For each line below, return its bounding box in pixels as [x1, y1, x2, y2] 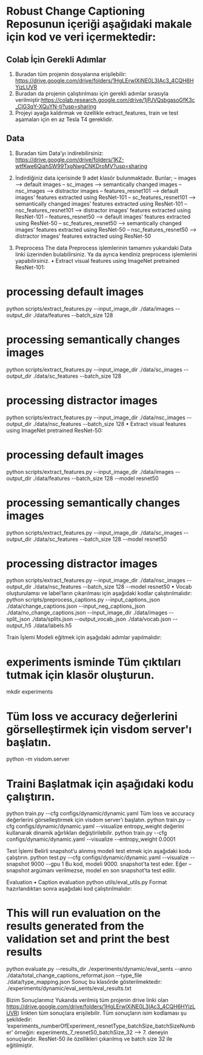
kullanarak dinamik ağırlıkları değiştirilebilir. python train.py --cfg [6, 829, 167, 837]
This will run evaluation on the [6, 907, 161, 920]
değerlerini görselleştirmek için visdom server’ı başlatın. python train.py [6, 816, 185, 824]
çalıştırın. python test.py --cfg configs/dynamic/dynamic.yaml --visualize [6, 854, 189, 862]
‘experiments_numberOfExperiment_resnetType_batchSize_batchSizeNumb [6, 1022, 195, 1029]
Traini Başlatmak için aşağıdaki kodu [6, 777, 194, 790]
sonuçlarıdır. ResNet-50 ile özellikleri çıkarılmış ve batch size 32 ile [6, 1036, 173, 1043]
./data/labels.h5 [33, 622, 72, 629]
